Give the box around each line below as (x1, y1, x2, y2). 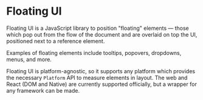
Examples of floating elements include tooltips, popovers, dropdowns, (6, 49, 182, 56)
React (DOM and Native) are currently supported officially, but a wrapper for (6, 80, 198, 88)
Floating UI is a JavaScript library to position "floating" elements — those (6, 24, 190, 32)
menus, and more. (6, 55, 52, 63)
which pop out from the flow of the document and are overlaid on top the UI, (6, 30, 198, 38)
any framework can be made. (6, 87, 80, 94)
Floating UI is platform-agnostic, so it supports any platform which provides (6, 67, 196, 74)
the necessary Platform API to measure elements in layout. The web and (6, 74, 188, 81)
